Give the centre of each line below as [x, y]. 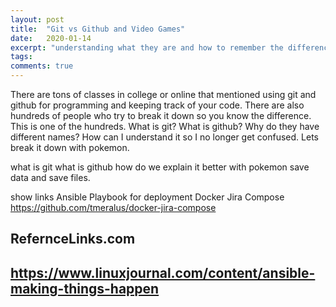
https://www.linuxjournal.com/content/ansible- [163, 272]
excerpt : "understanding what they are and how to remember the [147, 47]
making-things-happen [85, 288]
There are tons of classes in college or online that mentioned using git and [163, 94]
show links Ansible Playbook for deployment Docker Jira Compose [147, 197]
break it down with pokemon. [70, 147]
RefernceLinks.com [73, 239]
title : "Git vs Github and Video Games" [98, 29]
